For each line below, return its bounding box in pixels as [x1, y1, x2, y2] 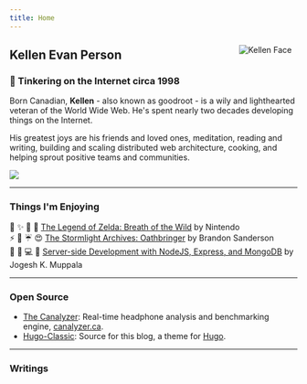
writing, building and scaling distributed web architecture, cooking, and [9, 143, 278, 154]
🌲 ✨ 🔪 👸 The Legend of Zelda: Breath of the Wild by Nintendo [9, 221, 240, 232]
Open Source [9, 290, 69, 303]
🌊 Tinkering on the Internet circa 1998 [9, 74, 180, 87]
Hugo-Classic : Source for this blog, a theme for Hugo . [22, 330, 227, 341]
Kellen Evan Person [9, 48, 122, 63]
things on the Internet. [9, 115, 93, 126]
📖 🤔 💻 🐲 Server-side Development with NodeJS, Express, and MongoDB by [9, 246, 294, 257]
